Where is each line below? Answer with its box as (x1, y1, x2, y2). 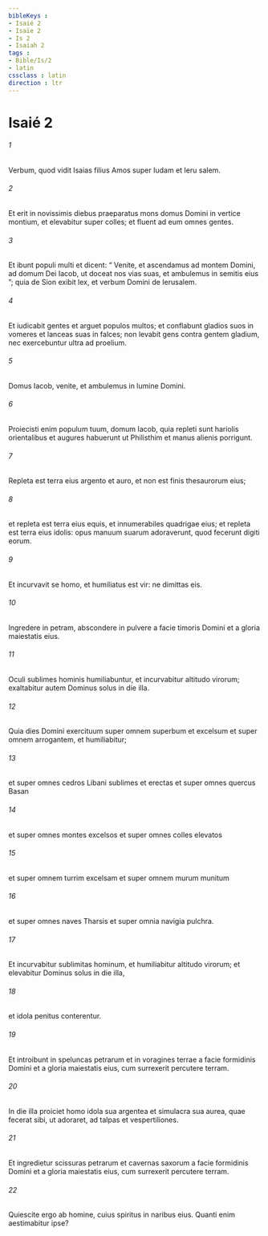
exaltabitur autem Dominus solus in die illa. (8, 683, 150, 693)
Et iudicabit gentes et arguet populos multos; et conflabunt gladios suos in (8, 320, 254, 330)
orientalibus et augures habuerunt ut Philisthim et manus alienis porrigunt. (8, 433, 253, 442)
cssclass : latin (8, 71, 67, 79)
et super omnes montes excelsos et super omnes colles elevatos (8, 830, 223, 840)
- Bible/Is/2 (8, 57, 52, 65)
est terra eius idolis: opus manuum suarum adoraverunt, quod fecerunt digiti (8, 527, 260, 538)
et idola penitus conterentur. (8, 1011, 102, 1021)
